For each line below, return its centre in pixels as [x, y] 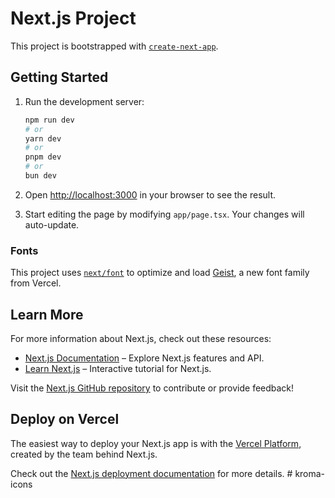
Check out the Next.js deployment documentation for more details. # [151, 473]
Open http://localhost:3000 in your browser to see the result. [150, 194]
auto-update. [52, 224]
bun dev [40, 176]
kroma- [310, 473]
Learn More [47, 314]
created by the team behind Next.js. [84, 454]
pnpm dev [43, 157]
